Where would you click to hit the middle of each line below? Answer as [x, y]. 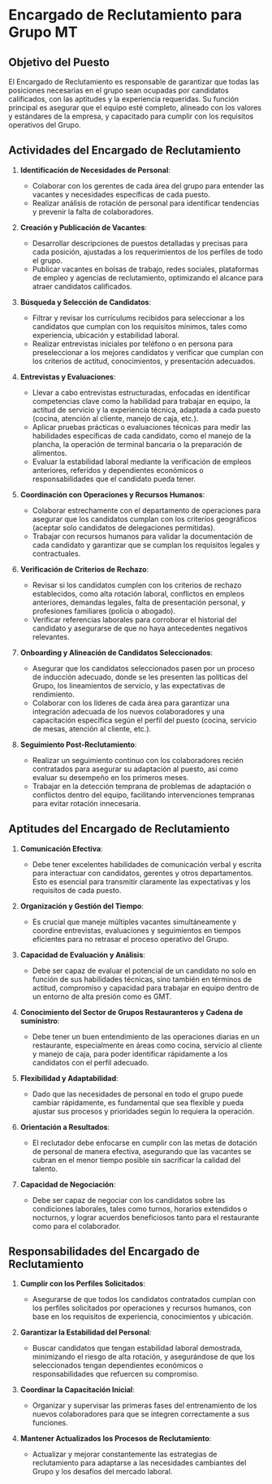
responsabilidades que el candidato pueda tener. [114, 479]
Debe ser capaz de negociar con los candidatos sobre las [129, 1200]
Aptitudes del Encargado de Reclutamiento [119, 829]
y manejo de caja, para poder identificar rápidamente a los [130, 1053]
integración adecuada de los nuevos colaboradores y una [128, 711]
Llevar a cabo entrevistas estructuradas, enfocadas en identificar [141, 393]
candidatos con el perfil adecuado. [91, 1062]
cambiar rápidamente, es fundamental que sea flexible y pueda [138, 1102]
